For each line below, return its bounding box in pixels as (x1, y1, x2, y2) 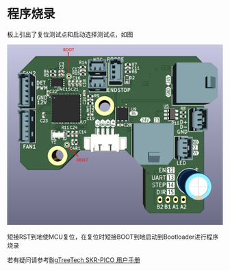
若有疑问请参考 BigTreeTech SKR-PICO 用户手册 (7, 256, 140, 264)
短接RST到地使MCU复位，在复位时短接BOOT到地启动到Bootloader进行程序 (7, 233, 219, 241)
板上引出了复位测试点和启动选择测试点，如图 (7, 30, 133, 38)
